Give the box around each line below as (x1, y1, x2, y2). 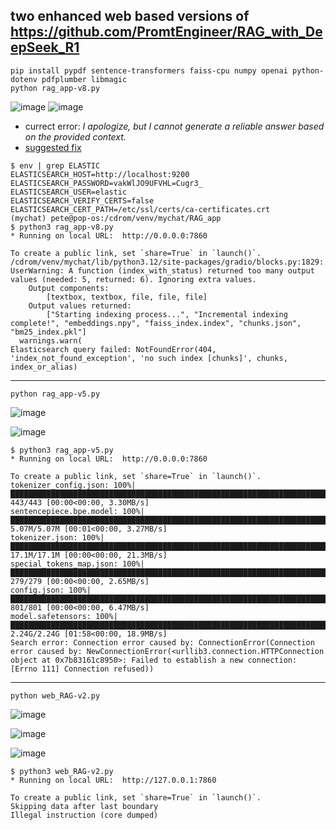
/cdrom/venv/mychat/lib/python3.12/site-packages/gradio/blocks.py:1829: (10, 257, 325, 267)
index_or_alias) (10, 362, 78, 372)
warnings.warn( (19, 335, 83, 346)
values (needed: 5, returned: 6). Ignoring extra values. (10, 274, 257, 284)
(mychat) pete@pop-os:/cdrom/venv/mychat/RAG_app (10, 213, 222, 223)
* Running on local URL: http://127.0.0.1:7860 (10, 775, 217, 785)
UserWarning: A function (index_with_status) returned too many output (10, 265, 315, 276)
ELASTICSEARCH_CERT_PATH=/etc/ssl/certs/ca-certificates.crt (10, 204, 271, 214)
